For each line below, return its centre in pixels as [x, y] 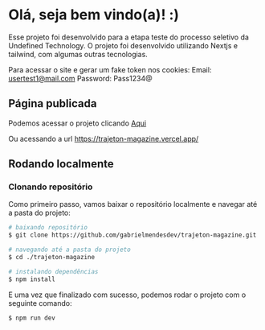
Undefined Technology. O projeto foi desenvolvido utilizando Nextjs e [123, 45]
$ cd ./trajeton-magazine [51, 258]
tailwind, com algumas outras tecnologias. [78, 54]
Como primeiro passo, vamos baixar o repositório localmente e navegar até [133, 204]
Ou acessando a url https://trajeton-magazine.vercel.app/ [104, 138]
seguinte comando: [40, 303]
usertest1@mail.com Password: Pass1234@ [80, 78]
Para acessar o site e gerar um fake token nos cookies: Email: [110, 69]
